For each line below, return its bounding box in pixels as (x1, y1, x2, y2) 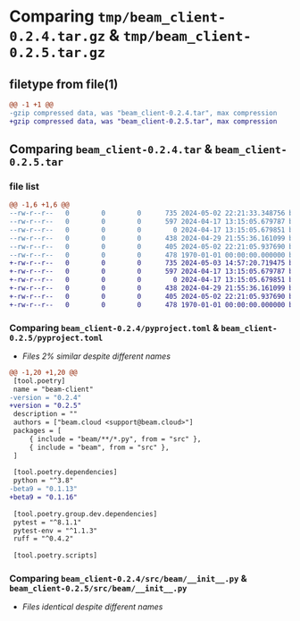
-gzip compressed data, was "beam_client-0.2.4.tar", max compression (9, 108, 278, 117)
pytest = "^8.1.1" (12, 517, 82, 527)
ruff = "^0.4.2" (12, 534, 74, 543)
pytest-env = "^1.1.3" (12, 526, 98, 535)
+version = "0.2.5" (9, 401, 82, 411)
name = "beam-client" (12, 385, 94, 394)
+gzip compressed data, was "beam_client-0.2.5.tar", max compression (9, 116, 278, 126)
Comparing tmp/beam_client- (9, 6, 226, 27)
